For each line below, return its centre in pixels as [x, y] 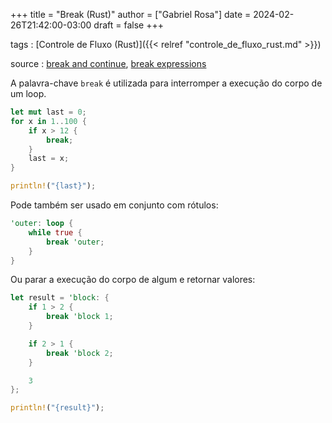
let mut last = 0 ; [48, 112]
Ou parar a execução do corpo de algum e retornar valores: [133, 280]
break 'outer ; [75, 242]
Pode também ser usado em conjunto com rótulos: [114, 205]
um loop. [28, 93]
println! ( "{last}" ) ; [53, 186]
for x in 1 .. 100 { [48, 121]
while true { [55, 232]
